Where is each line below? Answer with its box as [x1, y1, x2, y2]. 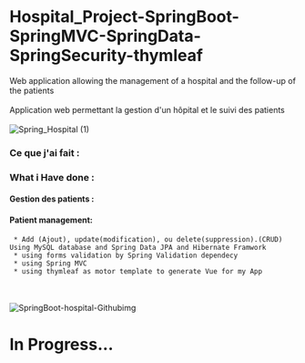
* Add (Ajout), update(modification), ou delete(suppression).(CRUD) [13, 234, 283, 244]
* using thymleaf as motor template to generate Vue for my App [13, 266, 262, 275]
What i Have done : [9, 171, 96, 183]
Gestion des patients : [9, 193, 95, 204]
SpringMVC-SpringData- [9, 26, 202, 47]
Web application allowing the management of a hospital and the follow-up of [9, 75, 296, 86]
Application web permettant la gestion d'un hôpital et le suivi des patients [9, 104, 285, 115]
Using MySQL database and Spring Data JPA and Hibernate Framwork [9, 243, 267, 252]
